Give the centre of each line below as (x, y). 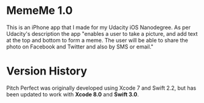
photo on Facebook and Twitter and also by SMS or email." (80, 47)
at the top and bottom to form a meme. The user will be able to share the (97, 40)
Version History (47, 71)
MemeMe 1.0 (40, 11)
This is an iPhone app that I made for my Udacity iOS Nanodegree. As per (98, 27)
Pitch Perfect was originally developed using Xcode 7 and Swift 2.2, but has (101, 88)
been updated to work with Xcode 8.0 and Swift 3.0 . (72, 94)
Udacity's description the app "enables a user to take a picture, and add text (102, 33)
